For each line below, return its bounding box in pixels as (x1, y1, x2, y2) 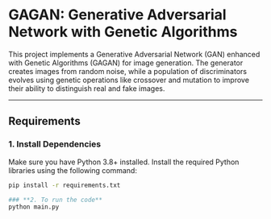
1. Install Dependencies (8, 138, 102, 150)
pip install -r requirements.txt (8, 181, 121, 189)
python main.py (8, 203, 60, 211)
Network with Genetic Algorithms (8, 23, 238, 41)
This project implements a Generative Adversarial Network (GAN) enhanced (8, 49, 261, 59)
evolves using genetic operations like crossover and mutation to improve (8, 75, 250, 85)
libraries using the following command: (8, 165, 137, 175)
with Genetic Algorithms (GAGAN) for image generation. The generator (8, 58, 244, 68)
